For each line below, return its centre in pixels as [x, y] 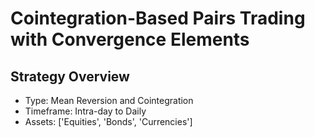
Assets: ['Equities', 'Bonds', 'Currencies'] [108, 121]
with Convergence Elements [130, 39]
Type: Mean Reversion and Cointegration [109, 100]
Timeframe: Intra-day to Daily [85, 111]
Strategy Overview [70, 76]
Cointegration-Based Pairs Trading [158, 18]
